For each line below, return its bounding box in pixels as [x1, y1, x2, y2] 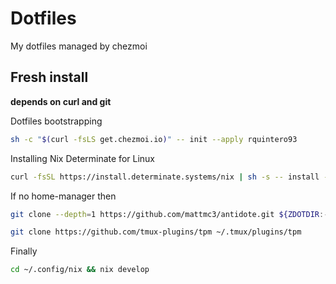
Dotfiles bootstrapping [10, 115, 103, 127]
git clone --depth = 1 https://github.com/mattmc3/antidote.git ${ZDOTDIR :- [10, 209, 329, 219]
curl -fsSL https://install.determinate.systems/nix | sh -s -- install [10, 172, 320, 182]
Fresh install [10, 69, 89, 86]
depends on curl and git [10, 95, 112, 107]
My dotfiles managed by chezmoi [10, 40, 148, 52]
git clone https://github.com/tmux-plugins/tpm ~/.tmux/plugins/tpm [10, 227, 302, 237]
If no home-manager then [10, 190, 117, 202]
